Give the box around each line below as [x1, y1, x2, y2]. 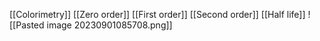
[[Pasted [9, 19, 45, 31]
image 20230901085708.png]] [46, 19, 173, 31]
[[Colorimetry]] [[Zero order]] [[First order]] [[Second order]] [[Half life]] [9, 9, 306, 20]
